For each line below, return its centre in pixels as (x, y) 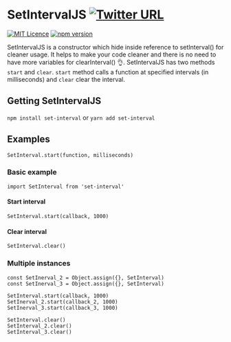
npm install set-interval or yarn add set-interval (81, 118)
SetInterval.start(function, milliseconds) (70, 155)
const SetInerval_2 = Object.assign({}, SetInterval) (86, 278)
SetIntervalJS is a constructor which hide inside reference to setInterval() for (115, 47)
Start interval (26, 202)
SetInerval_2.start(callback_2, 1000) (63, 302)
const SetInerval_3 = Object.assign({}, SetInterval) (86, 284)
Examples (29, 139)
